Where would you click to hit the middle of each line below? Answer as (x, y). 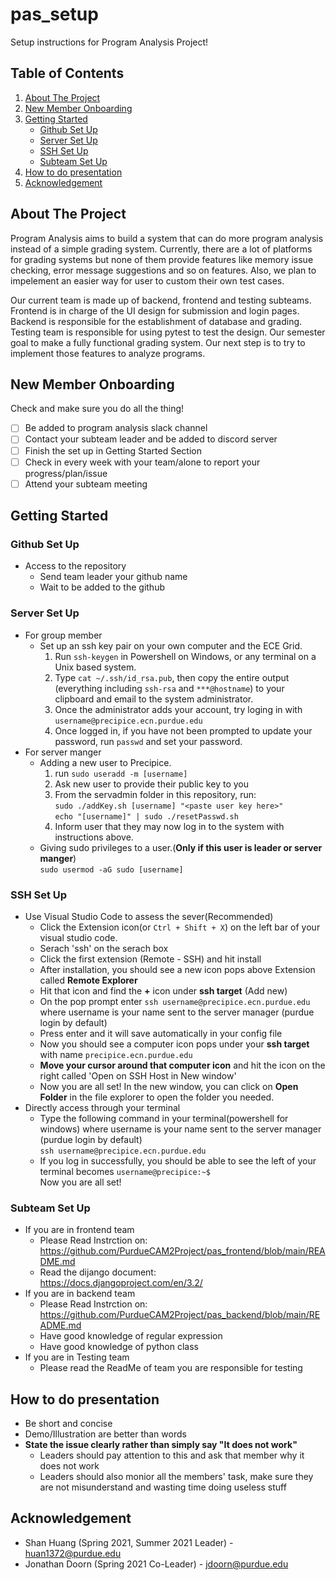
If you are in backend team (80, 1294)
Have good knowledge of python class (119, 1347)
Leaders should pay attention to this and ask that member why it (172, 1455)
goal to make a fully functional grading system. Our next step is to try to (158, 342)
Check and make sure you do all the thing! (97, 409)
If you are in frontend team (79, 1230)
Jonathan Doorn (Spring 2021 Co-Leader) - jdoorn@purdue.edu (156, 1564)
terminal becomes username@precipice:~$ (125, 1171)
